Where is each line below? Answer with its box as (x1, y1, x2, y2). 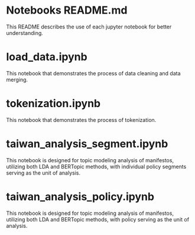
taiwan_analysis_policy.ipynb (6, 190, 155, 203)
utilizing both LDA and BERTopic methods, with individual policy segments (6, 163, 187, 170)
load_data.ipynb (6, 50, 87, 64)
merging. (6, 76, 28, 83)
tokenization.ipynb (6, 97, 101, 110)
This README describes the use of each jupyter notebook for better (6, 23, 172, 30)
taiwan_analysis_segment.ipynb (6, 137, 168, 150)
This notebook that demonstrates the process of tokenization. (6, 116, 157, 123)
